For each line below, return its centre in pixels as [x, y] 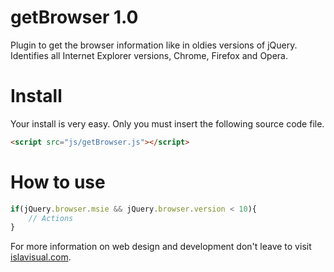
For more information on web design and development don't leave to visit [161, 247]
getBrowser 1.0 [74, 17]
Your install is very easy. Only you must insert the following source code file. [167, 123]
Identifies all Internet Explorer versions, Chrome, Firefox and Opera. [149, 55]
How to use [58, 182]
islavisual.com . [41, 257]
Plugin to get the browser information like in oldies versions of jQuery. [154, 45]
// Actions [51, 218]
